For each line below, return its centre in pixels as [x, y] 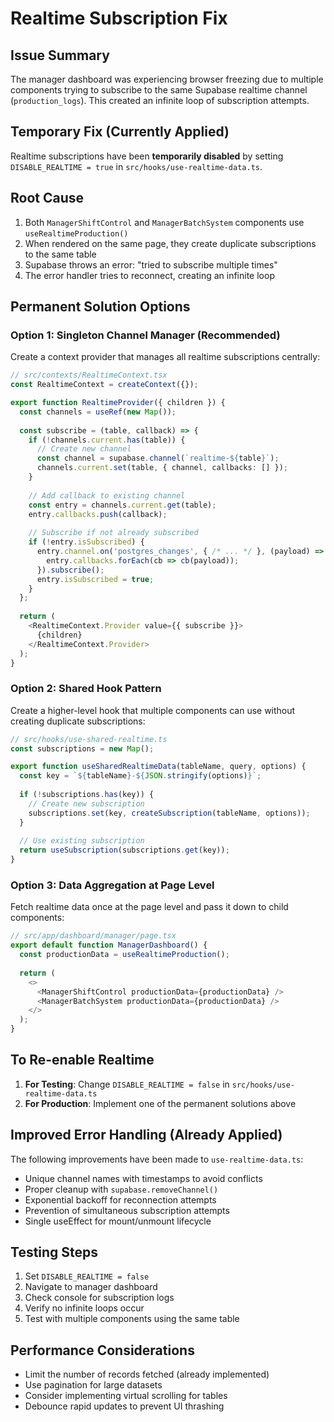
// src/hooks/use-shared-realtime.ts [89, 739]
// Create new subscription [86, 803]
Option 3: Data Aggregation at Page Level [112, 885]
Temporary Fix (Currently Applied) [120, 132]
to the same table [60, 254]
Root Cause [47, 198]
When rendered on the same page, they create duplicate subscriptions [170, 243]
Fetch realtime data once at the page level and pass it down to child [149, 907]
